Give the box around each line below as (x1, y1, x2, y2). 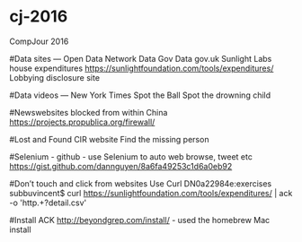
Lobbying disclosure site (9, 72, 101, 82)
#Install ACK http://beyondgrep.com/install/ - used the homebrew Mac (9, 214, 271, 225)
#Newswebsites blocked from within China (9, 107, 168, 117)
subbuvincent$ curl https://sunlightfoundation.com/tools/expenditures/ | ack (9, 187, 293, 198)
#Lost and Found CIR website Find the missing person (9, 134, 209, 144)
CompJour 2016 (9, 36, 69, 47)
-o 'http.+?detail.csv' (9, 197, 87, 208)
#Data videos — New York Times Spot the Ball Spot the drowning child (9, 90, 271, 100)
